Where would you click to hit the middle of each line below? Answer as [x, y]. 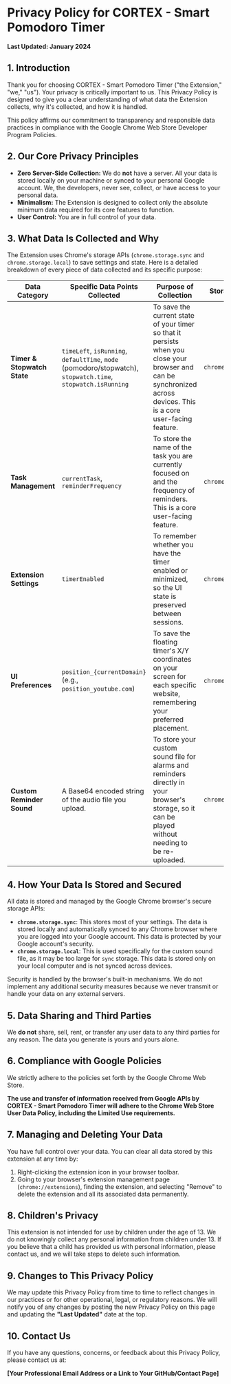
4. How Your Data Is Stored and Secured [95, 885]
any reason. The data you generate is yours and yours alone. [93, 1039]
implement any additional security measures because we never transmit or [113, 986]
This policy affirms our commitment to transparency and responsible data [111, 120]
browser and [173, 367]
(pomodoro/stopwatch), [100, 368]
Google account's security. [55, 944]
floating [165, 642]
